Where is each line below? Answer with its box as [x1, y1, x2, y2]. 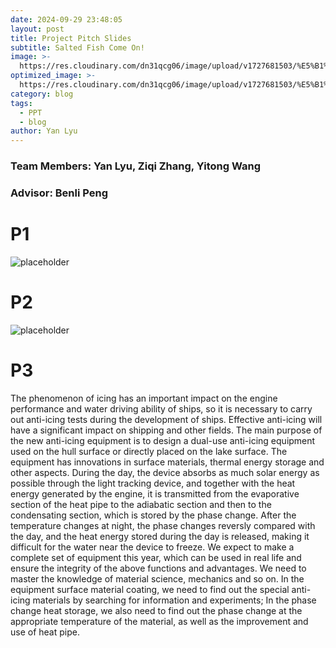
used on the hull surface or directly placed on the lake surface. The [10, 445, 288, 457]
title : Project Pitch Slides [10, 33, 132, 43]
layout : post [10, 24, 65, 34]
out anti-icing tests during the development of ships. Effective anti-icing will [10, 413, 323, 425]
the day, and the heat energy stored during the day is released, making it [10, 530, 310, 542]
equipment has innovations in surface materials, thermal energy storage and [10, 456, 325, 468]
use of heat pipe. [10, 626, 80, 638]
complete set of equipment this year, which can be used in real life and [10, 551, 302, 563]
